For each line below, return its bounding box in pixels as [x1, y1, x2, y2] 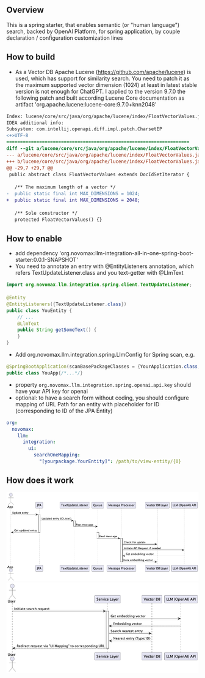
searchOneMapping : [33, 452, 81, 458]
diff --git [6, 146, 34, 152]
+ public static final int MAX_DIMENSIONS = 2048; [6, 197, 140, 203]
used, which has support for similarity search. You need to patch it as [15, 75, 190, 82]
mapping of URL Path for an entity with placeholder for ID [15, 400, 160, 408]
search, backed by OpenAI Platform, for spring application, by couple [6, 28, 181, 35]
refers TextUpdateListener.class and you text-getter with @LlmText [15, 269, 184, 277]
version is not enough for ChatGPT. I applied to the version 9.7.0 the [15, 88, 186, 95]
